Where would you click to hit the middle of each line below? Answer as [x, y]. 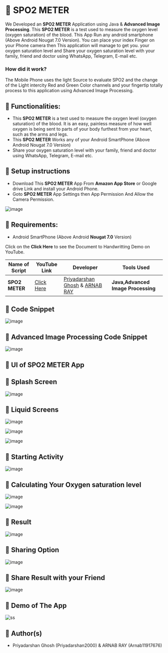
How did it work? [26, 69]
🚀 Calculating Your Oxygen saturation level [73, 484]
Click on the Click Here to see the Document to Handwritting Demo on [77, 246]
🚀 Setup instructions [38, 172]
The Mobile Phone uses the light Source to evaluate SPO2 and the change [81, 80]
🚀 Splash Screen [31, 382]
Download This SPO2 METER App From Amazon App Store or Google [84, 183]
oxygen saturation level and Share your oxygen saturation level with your [80, 51]
